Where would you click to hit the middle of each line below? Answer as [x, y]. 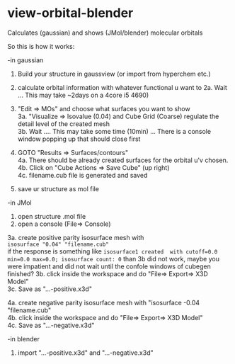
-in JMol [19, 203]
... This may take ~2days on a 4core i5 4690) [83, 95]
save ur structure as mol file [58, 188]
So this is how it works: [41, 46]
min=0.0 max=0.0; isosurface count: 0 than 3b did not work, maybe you [113, 258]
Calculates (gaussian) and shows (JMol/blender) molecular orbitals [105, 33]
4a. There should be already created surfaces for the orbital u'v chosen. [123, 160]
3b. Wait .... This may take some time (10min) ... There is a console [114, 131]
